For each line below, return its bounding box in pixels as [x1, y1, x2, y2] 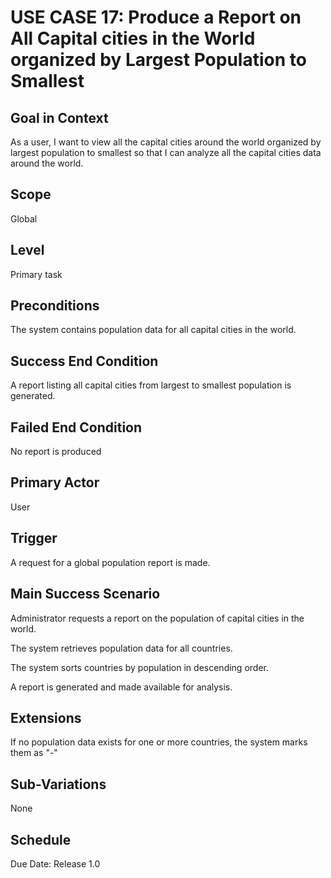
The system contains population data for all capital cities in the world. [10, 324, 297, 336]
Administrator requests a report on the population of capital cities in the [10, 612, 305, 624]
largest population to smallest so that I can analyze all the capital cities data [10, 147, 322, 158]
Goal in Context [10, 109, 109, 126]
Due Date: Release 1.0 [10, 857, 101, 870]
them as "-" [10, 747, 58, 759]
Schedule [10, 831, 72, 848]
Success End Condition [10, 352, 159, 370]
